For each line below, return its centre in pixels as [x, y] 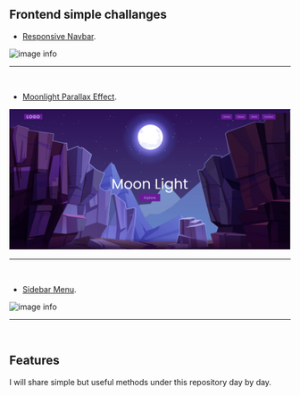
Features [34, 361]
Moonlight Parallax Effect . [70, 97]
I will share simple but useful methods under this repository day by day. [141, 382]
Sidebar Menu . [50, 289]
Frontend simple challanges [88, 15]
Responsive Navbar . [59, 36]
